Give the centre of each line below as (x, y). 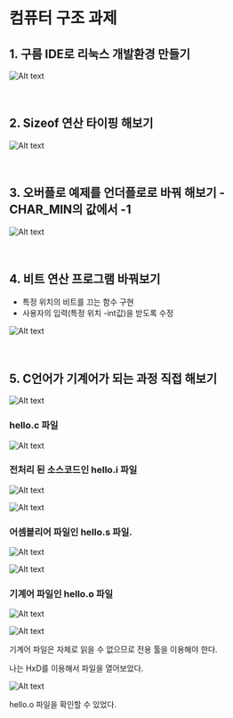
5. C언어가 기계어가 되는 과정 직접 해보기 (113, 378)
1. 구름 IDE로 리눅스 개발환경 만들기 (100, 54)
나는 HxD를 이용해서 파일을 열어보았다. (76, 668)
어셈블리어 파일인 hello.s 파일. (71, 532)
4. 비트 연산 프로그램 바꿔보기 (85, 279)
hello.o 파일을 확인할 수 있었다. (63, 705)
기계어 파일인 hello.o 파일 (61, 594)
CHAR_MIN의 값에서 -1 (70, 210)
